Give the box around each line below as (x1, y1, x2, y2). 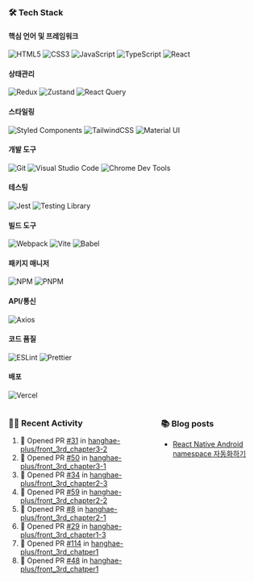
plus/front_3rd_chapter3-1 (19, 462, 106, 472)
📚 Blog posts (160, 418, 214, 429)
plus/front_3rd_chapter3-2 (19, 444, 108, 454)
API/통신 (8, 296, 36, 306)
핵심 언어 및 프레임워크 (8, 31, 79, 40)
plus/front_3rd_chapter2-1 (19, 513, 106, 522)
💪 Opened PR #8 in (19, 505, 84, 514)
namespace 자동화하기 (173, 449, 247, 459)
